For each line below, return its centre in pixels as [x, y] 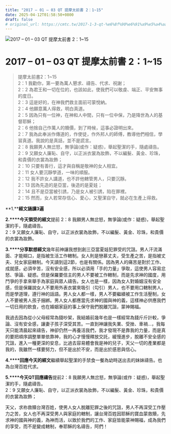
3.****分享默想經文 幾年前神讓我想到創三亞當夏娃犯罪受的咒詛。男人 [77, 250]
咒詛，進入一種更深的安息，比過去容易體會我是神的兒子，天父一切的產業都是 [85, 343]
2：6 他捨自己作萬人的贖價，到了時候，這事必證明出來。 [77, 128]
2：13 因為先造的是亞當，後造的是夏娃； [60, 185]
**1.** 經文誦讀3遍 [25, 209]
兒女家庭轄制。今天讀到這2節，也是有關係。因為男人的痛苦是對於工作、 [89, 262]
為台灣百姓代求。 [23, 367]
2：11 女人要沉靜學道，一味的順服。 [55, 172]
